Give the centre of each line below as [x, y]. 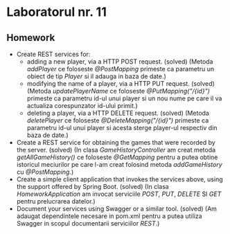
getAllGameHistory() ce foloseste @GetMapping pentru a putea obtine [117, 157]
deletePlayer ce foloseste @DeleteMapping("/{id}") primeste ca [118, 120]
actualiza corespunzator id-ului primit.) [82, 106]
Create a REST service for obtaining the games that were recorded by [116, 142]
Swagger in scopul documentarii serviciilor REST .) [88, 223]
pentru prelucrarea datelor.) [56, 201]
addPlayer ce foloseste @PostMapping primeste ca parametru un [121, 69]
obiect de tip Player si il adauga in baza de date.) [97, 76]
